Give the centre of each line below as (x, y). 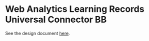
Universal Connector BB (56, 20)
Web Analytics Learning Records (75, 9)
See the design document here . (37, 33)
